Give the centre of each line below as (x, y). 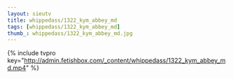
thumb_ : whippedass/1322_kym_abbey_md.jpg (70, 33)
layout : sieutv (29, 14)
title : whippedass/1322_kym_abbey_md (62, 20)
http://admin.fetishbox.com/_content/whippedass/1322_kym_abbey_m (125, 61)
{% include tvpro (31, 53)
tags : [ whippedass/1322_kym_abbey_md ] (64, 27)
